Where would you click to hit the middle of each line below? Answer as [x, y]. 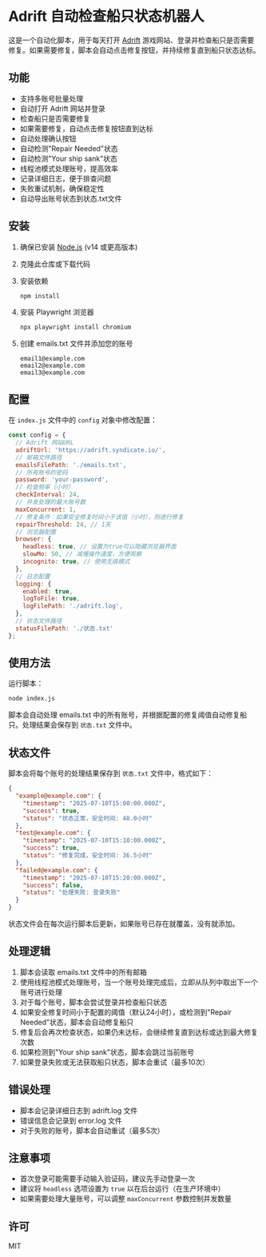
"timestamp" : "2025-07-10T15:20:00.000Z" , [94, 878]
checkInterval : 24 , [48, 495]
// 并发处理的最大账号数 [51, 502]
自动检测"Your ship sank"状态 [68, 158]
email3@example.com [52, 373]
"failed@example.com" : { [57, 870]
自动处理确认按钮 [48, 138]
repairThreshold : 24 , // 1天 [64, 525]
